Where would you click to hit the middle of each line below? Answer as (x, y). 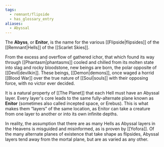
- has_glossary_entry (32, 19)
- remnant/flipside (30, 14)
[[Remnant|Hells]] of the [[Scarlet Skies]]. (47, 48)
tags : (11, 10)
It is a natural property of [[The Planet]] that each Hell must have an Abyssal (82, 93)
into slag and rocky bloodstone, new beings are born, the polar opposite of (81, 68)
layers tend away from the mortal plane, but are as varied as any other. (77, 140)
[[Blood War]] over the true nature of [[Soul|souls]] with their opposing (77, 78)
